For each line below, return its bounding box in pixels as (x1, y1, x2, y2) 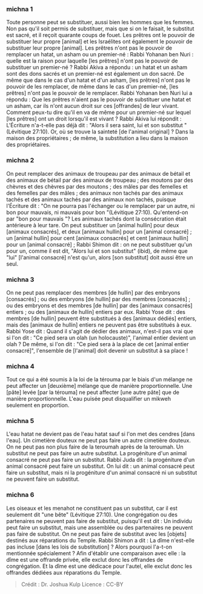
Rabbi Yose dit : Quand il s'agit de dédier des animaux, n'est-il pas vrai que (6, 327, 194, 335)
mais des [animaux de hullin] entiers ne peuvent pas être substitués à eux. (6, 321, 192, 329)
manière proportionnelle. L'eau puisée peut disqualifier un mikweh (6, 395, 171, 402)
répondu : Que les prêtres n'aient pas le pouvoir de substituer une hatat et (6, 96, 191, 103)
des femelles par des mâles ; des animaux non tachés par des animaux (6, 189, 184, 196)
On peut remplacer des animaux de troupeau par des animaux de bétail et (6, 170, 191, 177)
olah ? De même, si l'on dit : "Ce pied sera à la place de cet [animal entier (6, 340, 189, 347)
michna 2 (6, 156, 35, 165)
